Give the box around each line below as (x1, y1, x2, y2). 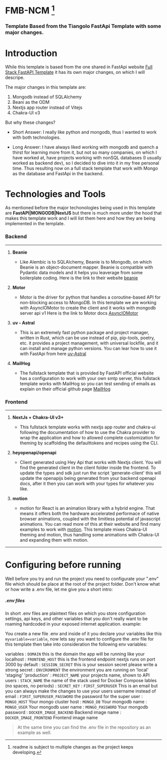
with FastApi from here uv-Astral (19, 351, 86, 357)
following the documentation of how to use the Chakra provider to (19, 429, 155, 435)
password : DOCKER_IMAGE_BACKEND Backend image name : (5, 709, 122, 715)
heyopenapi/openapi (12, 449, 57, 455)
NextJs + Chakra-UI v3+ (12, 414, 64, 420)
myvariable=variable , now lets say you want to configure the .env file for (5, 636, 154, 642)
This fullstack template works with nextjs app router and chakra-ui (19, 424, 156, 430)
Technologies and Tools (5, 188, 106, 200)
